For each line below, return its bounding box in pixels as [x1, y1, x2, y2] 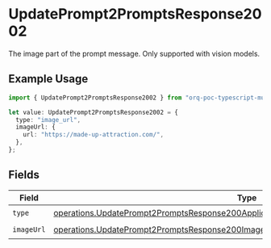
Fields [8, 168, 40, 182]
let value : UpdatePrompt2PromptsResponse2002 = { [8, 108, 179, 116]
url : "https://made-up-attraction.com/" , [23, 131, 164, 139]
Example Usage [8, 72, 89, 86]
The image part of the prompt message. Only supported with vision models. [8, 48, 261, 58]
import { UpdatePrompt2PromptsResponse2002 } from [8, 94, 182, 102]
